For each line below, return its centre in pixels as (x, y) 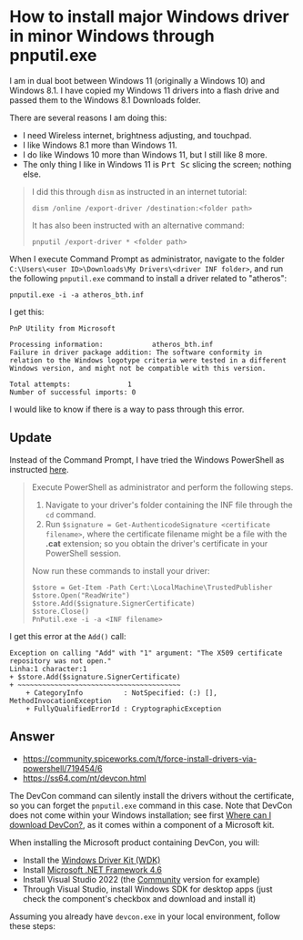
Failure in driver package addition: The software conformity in (136, 352)
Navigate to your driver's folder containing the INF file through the (169, 505)
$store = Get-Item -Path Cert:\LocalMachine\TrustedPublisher (152, 587)
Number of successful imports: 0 (73, 392)
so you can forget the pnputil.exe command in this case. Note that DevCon (151, 805)
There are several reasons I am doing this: (88, 117)
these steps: (33, 925)
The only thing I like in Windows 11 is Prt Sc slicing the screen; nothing (157, 164)
